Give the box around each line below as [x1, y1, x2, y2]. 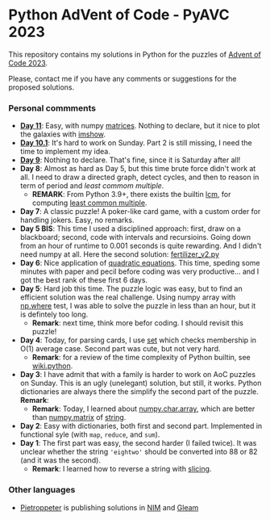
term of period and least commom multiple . [19, 181, 164, 191]
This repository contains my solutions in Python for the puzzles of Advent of [8, 49, 262, 59]
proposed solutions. [8, 82, 75, 92]
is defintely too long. [19, 309, 89, 320]
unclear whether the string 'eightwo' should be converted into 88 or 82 [19, 447, 258, 457]
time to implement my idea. [19, 147, 110, 157]
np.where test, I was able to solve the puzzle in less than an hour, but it [19, 301, 256, 311]
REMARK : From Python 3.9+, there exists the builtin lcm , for [31, 190, 231, 199]
